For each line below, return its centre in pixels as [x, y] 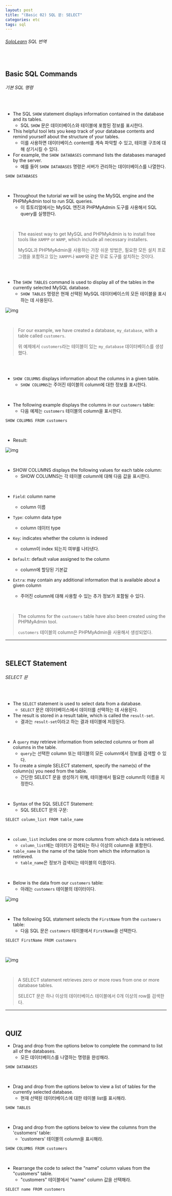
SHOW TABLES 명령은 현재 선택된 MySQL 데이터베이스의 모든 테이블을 [89, 294]
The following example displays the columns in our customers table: [84, 405]
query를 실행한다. [38, 214]
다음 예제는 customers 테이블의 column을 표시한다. [71, 411]
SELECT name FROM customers [35, 1190]
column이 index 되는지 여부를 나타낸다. [60, 549]
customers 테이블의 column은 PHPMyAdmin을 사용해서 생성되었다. [85, 632]
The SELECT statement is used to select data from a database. [77, 703]
